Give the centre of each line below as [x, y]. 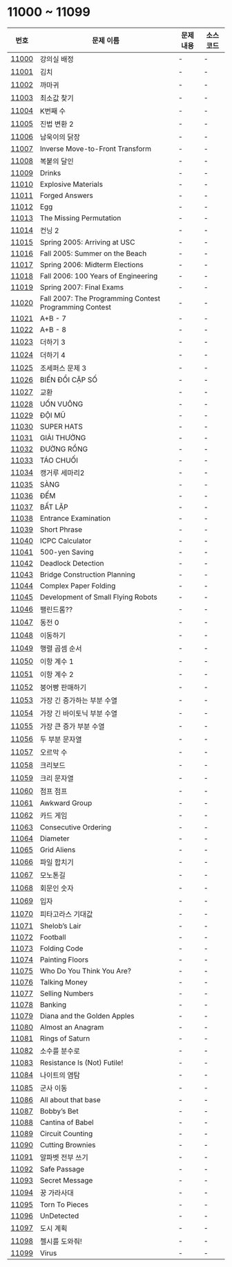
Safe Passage [62, 1169]
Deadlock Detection [72, 563]
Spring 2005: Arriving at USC [87, 242]
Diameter [55, 838]
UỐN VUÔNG [61, 404]
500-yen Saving [67, 552]
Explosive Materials [71, 184]
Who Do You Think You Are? [85, 971]
